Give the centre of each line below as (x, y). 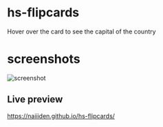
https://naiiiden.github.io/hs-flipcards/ (61, 116)
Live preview (35, 99)
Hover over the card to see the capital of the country (81, 31)
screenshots (44, 59)
